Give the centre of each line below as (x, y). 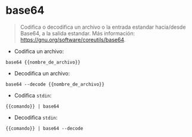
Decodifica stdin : (36, 117)
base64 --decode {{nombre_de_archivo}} (55, 84)
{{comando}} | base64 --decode (44, 128)
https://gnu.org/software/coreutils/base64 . (73, 39)
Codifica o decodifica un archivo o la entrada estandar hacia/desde (103, 27)
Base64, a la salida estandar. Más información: (78, 33)
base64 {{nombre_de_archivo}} (43, 62)
